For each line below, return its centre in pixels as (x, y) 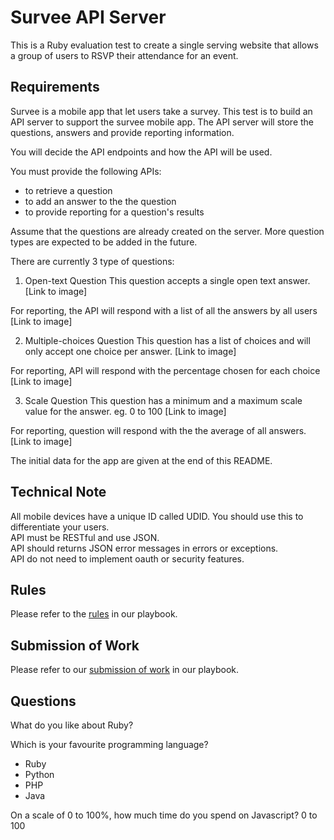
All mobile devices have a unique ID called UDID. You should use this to (157, 516)
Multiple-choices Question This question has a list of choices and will (167, 340)
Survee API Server (88, 17)
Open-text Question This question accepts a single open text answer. (167, 280)
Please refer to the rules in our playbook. (94, 614)
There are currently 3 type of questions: (92, 261)
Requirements (55, 87)
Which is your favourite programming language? (109, 744)
